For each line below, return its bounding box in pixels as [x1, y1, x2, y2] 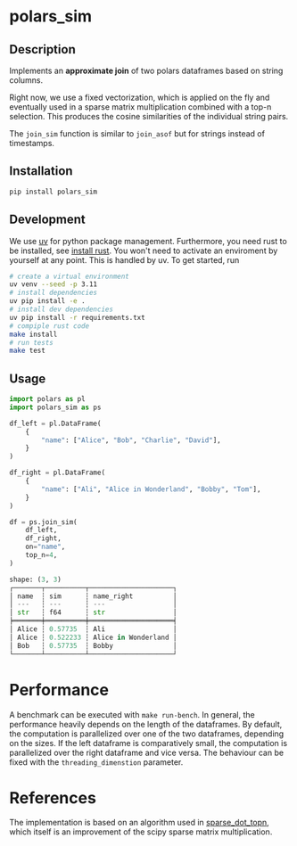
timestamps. [9, 138, 55, 148]
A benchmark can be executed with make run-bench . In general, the [9, 709, 256, 719]
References [9, 787, 96, 808]
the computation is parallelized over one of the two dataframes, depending [9, 728, 285, 739]
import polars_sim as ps [9, 403, 102, 412]
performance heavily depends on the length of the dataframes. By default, [9, 719, 283, 729]
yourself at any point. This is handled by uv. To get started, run [9, 254, 240, 265]
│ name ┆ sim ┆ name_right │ [9, 591, 177, 601]
